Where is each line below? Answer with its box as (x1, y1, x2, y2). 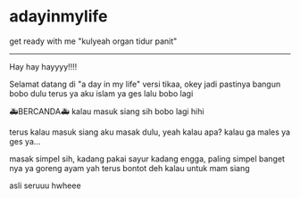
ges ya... (9, 136, 41, 146)
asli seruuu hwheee (9, 180, 82, 191)
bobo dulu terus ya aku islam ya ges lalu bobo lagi (9, 87, 194, 99)
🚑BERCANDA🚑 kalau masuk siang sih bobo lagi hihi (9, 105, 204, 117)
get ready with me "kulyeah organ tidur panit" (9, 36, 178, 46)
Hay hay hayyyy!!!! (9, 61, 78, 72)
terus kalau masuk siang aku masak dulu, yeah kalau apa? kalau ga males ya (9, 127, 291, 137)
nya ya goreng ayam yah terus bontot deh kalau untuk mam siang (9, 162, 250, 173)
